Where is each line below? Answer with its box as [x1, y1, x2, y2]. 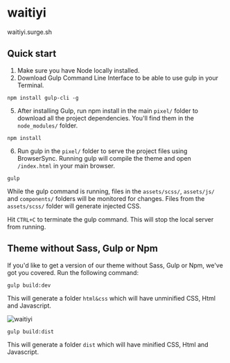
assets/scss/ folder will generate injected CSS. [7, 202, 142, 210]
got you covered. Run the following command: [7, 268, 139, 276]
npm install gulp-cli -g [7, 94, 79, 101]
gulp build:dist [7, 328, 54, 335]
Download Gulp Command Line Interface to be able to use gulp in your [17, 73, 219, 82]
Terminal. [17, 81, 44, 89]
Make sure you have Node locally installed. [17, 66, 140, 74]
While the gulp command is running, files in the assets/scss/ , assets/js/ [7, 187, 215, 195]
